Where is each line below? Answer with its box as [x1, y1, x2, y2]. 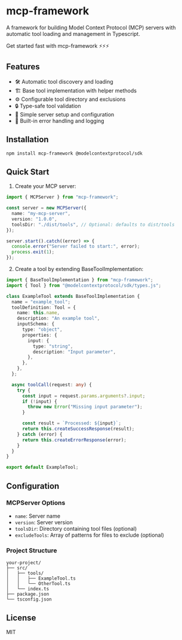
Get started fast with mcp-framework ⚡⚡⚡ [6, 42, 109, 49]
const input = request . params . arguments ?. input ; [21, 393, 146, 399]
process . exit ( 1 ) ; [11, 249, 55, 255]
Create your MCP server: [14, 183, 76, 190]
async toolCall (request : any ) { [11, 381, 92, 387]
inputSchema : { [17, 321, 55, 327]
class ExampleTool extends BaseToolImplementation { [6, 293, 140, 299]
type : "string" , [32, 343, 73, 349]
